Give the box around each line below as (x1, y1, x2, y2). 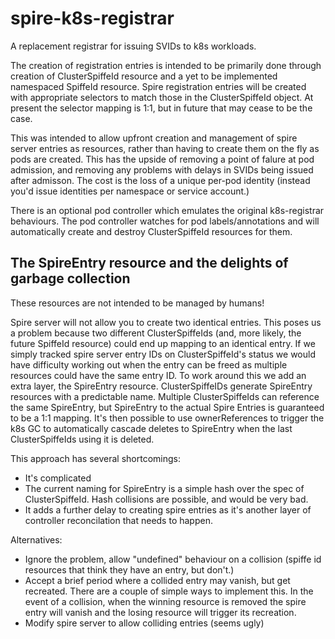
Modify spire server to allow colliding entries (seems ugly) (24, 617, 265, 629)
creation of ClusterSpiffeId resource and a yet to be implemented (10, 70, 278, 82)
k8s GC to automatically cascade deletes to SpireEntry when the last (10, 422, 293, 434)
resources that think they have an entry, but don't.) (24, 563, 235, 576)
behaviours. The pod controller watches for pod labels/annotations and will (10, 215, 320, 227)
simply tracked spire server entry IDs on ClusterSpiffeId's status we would (10, 348, 316, 360)
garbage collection (10, 270, 131, 287)
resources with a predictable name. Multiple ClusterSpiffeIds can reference (10, 390, 320, 402)
